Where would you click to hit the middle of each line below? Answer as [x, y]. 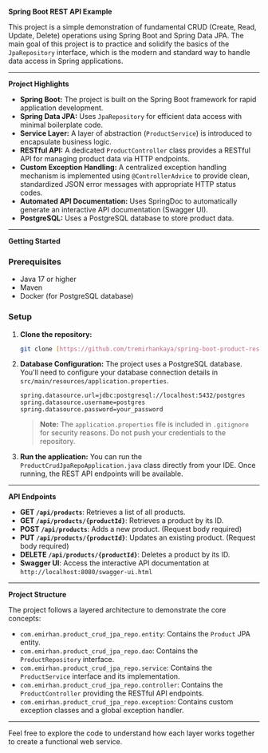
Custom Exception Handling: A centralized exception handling [123, 167]
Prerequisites [35, 261]
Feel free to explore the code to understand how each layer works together [132, 733]
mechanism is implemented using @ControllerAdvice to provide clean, [134, 176]
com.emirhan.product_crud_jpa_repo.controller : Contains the [121, 685]
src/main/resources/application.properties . [94, 381]
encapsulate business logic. [65, 142]
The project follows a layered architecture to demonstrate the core [117, 610]
